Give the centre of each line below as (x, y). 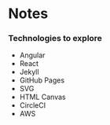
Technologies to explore (55, 39)
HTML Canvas (42, 97)
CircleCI (32, 105)
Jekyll (29, 72)
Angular (32, 55)
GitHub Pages (42, 80)
